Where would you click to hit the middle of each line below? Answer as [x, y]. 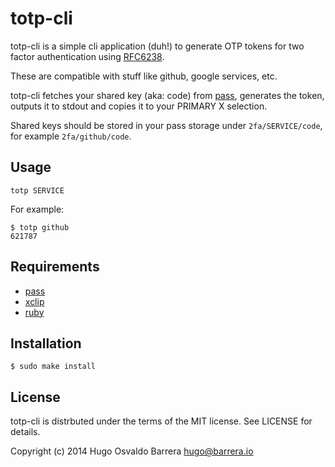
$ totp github [40, 227]
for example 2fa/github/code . [71, 136]
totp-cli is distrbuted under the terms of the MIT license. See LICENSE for [161, 421]
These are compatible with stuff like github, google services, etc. [144, 76]
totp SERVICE [37, 190]
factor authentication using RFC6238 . [87, 56]
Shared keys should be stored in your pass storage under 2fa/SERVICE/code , [166, 125]
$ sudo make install [53, 367]
